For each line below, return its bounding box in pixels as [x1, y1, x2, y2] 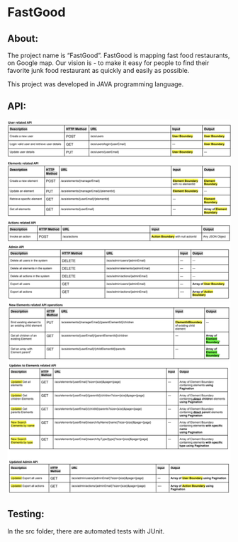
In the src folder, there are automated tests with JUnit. [7, 526, 165, 535]
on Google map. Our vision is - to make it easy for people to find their [7, 59, 210, 67]
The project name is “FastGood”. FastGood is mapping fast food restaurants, [7, 51, 230, 59]
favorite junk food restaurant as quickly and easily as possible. [7, 67, 190, 74]
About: [7, 33, 39, 45]
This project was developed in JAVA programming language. [7, 80, 184, 88]
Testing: [7, 508, 45, 520]
